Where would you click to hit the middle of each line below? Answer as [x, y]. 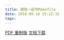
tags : [10, 18]
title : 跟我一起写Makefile [30, 9]
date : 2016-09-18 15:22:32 [32, 14]
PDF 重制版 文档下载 [25, 33]
